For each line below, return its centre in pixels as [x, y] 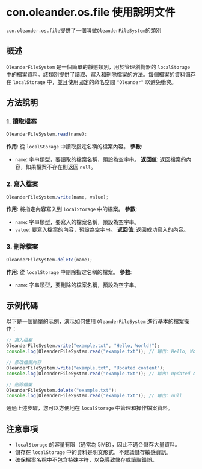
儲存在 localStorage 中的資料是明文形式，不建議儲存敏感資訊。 [93, 452]
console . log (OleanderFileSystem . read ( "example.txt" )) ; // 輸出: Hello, [97, 352]
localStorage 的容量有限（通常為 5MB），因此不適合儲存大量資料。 [97, 445]
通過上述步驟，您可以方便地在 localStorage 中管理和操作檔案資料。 [90, 408]
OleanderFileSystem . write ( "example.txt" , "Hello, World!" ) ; [83, 346]
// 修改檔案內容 [24, 363]
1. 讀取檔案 [22, 121]
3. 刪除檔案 [22, 247]
